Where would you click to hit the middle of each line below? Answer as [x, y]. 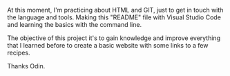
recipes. [19, 53]
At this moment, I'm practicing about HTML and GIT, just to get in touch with [115, 10]
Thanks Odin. [26, 66]
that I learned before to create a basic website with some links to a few [108, 45]
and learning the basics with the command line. [75, 25]
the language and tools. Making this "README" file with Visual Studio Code [114, 17]
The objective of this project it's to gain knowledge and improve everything [114, 38]
